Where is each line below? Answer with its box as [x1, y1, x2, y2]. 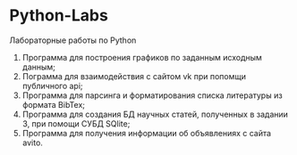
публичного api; [21, 80, 83, 91]
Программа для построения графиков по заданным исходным [21, 52, 262, 62]
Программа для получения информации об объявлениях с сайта [21, 127, 271, 138]
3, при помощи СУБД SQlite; [21, 118, 131, 129]
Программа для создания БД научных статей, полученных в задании [21, 109, 289, 119]
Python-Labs [9, 5, 109, 26]
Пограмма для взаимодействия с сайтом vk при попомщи [21, 70, 246, 81]
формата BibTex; [21, 99, 86, 110]
